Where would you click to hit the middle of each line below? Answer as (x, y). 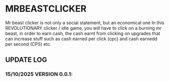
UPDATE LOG (26, 60)
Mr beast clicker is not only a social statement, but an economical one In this (85, 23)
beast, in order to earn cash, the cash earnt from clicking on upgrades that (83, 33)
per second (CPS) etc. (28, 44)
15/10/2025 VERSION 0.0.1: (39, 74)
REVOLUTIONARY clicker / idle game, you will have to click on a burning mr (83, 28)
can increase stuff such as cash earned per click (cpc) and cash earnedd (81, 39)
